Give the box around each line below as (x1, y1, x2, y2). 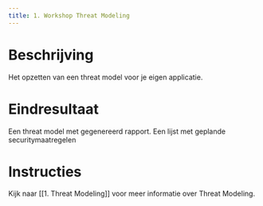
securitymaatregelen (8, 134, 77, 144)
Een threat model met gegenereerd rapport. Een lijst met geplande (8, 126, 226, 136)
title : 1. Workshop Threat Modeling (8, 11, 130, 20)
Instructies (8, 162, 82, 181)
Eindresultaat (8, 100, 100, 118)
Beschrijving (8, 45, 94, 64)
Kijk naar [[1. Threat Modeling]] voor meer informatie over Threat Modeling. (8, 189, 256, 199)
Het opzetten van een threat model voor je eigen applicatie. (8, 72, 203, 82)
